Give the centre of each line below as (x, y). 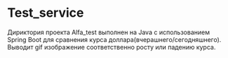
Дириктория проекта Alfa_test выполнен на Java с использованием (109, 32)
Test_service (46, 13)
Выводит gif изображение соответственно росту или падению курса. (112, 47)
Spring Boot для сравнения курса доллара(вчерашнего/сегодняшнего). (114, 39)
